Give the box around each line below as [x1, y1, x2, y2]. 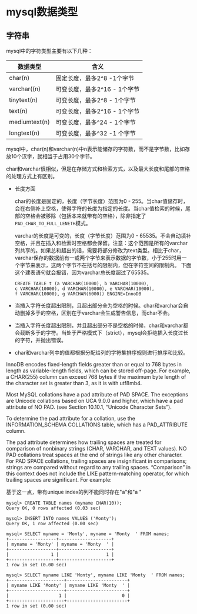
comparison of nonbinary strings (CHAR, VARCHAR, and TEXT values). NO [6, 445, 187, 452]
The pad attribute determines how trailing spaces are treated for [6, 439, 162, 446]
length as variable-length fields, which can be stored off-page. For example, [6, 367, 191, 374]
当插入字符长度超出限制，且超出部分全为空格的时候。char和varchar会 [14, 302, 183, 309]
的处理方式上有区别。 [6, 173, 58, 179]
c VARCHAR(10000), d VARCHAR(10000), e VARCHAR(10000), [14, 286, 155, 292]
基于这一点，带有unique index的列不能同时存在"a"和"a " [6, 489, 142, 495]
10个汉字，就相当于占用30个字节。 [11, 153, 96, 159]
